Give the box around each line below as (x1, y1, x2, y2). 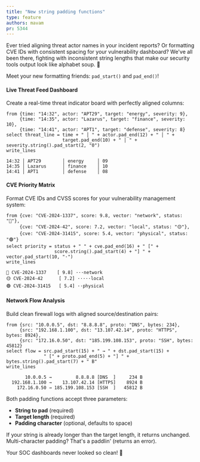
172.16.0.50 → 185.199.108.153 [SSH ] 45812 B (17, 384, 143, 391)
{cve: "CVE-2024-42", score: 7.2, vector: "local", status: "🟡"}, (19, 224, 190, 230)
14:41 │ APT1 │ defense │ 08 (6, 169, 109, 175)
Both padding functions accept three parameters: (6, 395, 128, 402)
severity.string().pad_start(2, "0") (6, 142, 100, 148)
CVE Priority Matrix (6, 181, 56, 189)
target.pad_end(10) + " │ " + (62, 137, 137, 144)
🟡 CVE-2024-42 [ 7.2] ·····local (6, 275, 104, 281)
